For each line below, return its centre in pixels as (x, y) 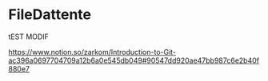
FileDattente (50, 15)
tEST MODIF (29, 37)
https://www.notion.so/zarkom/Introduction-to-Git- (92, 52)
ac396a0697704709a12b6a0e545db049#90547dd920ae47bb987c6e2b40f (134, 60)
